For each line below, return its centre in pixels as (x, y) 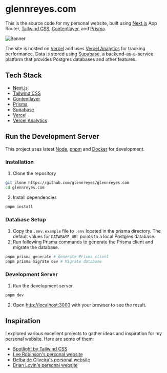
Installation (20, 162)
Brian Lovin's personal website (45, 365)
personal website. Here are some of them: (50, 339)
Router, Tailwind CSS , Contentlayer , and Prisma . (56, 28)
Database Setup (26, 220)
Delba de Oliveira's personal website (51, 360)
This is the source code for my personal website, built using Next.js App (81, 23)
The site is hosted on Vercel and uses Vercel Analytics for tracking (75, 48)
